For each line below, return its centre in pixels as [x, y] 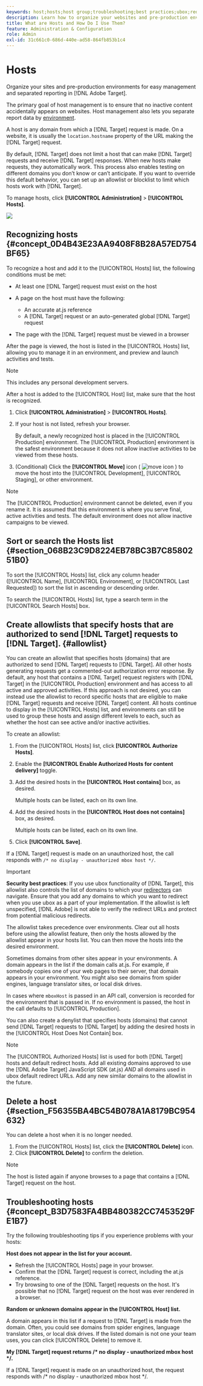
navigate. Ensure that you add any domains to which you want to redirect [97, 897]
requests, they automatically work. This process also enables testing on [95, 166]
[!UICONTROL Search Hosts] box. [48, 606]
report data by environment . [41, 117]
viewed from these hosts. [47, 455]
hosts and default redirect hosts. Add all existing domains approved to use [99, 1063]
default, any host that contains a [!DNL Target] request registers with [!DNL [100, 678]
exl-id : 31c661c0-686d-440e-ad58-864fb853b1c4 [66, 40]
